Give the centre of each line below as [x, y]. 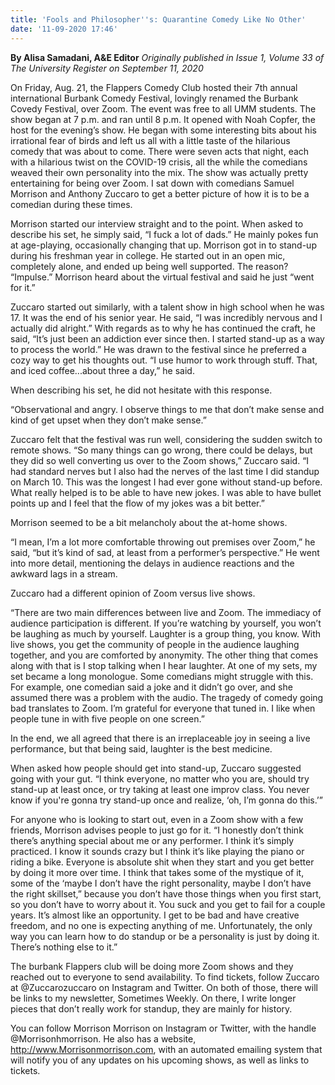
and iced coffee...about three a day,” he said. [102, 370]
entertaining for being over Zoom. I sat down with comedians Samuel [152, 183]
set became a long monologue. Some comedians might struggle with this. [162, 676]
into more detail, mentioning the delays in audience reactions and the [152, 563]
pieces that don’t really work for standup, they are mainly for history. [151, 1008]
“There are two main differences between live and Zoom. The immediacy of [166, 612]
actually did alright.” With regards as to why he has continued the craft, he [163, 328]
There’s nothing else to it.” [64, 947]
